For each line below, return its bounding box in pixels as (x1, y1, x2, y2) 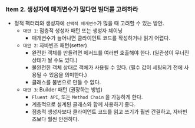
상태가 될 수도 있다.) (31, 57, 78, 64)
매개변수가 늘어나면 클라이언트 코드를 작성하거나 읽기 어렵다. (31, 34, 170, 42)
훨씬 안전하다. (47, 116, 80, 123)
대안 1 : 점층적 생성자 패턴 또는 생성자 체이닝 (22, 27, 123, 34)
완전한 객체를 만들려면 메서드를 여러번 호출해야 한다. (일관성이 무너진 (31, 49, 190, 57)
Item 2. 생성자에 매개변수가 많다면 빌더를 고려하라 (5, 5, 138, 13)
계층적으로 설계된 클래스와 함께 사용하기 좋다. (31, 101, 136, 108)
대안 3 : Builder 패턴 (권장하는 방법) (22, 86, 103, 93)
